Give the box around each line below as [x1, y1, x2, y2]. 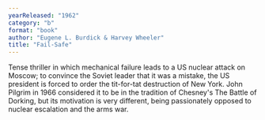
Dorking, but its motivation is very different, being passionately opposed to [8, 96, 252, 106]
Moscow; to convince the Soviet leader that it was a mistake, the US [8, 71, 230, 81]
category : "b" [8, 19, 55, 27]
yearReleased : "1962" [8, 11, 80, 20]
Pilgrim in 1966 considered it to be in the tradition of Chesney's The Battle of [8, 88, 257, 97]
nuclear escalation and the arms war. [8, 104, 129, 114]
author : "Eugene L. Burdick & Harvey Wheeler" [8, 33, 165, 42]
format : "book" [8, 26, 59, 34]
